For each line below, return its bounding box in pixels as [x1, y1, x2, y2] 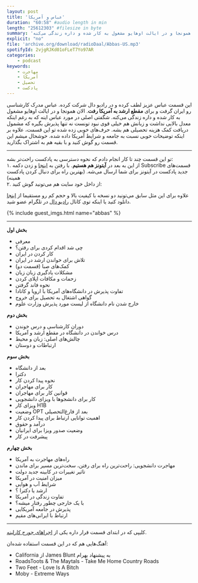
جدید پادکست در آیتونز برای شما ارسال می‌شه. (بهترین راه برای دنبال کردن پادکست [6, 168, 188, 175]
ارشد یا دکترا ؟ [15, 487, 48, 494]
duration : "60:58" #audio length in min [6, 19, 108, 25]
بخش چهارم [6, 444, 32, 451]
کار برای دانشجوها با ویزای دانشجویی [15, 395, 96, 402]
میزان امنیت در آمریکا [15, 474, 62, 481]
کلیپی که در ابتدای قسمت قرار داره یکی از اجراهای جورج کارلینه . [6, 528, 147, 535]
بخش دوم [6, 311, 28, 318]
